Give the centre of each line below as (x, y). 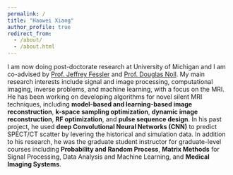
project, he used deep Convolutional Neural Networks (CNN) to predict (112, 127)
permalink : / (26, 14)
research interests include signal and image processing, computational (110, 82)
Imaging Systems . (34, 164)
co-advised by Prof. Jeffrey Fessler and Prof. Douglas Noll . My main (106, 74)
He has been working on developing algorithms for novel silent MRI (105, 97)
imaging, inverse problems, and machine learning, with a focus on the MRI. (116, 89)
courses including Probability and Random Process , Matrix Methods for (114, 149)
